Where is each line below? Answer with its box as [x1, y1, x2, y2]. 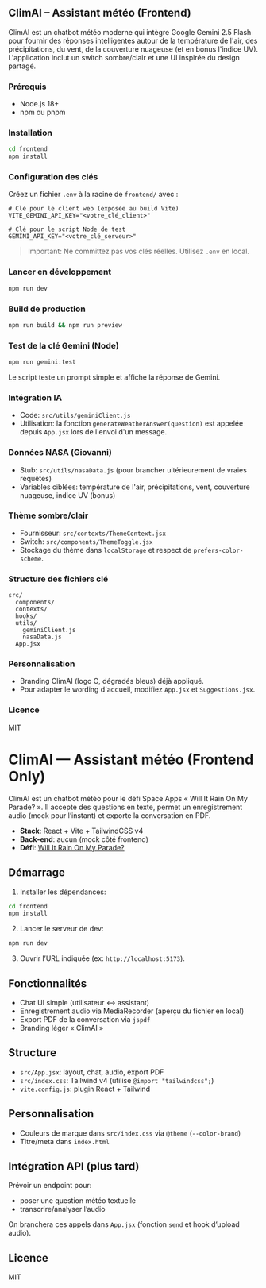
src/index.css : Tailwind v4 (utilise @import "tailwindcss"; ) [19, 1075, 214, 1085]
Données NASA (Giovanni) [8, 447, 113, 458]
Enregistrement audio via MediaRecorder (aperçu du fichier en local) [19, 1006, 245, 1016]
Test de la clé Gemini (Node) [8, 340, 119, 351]
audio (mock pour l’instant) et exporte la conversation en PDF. [8, 810, 211, 820]
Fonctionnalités [8, 977, 87, 990]
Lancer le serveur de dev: [19, 924, 105, 934]
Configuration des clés [8, 172, 98, 183]
